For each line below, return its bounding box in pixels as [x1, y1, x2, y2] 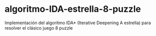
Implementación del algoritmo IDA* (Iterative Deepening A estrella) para [4, 20, 151, 26]
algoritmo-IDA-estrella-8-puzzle [4, 3, 141, 15]
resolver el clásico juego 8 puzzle [4, 25, 73, 31]
